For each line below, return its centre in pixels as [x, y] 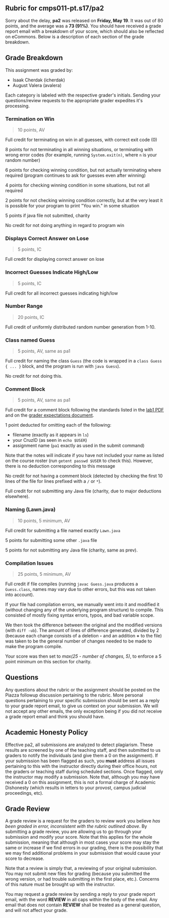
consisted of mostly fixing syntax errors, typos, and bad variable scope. [80, 615]
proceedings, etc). [24, 793]
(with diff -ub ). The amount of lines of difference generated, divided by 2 [82, 630]
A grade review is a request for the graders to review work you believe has [83, 821]
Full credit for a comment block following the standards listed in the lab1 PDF [84, 410]
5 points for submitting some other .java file [51, 540]
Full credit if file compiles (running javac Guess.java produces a [72, 584]
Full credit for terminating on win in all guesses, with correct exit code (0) [81, 140]
